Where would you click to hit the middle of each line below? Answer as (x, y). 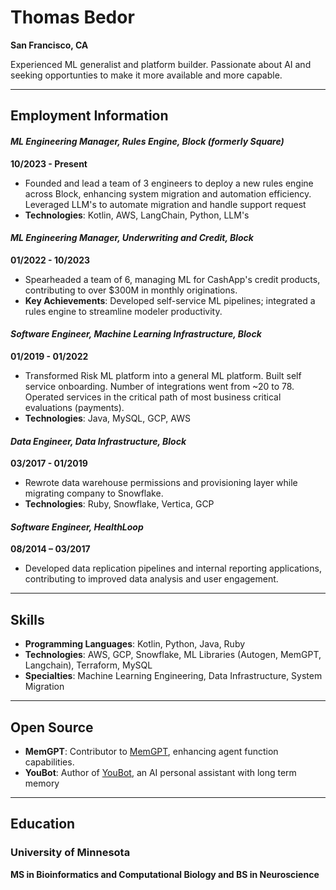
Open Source (52, 727)
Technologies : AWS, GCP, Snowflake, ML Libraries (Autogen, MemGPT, (173, 655)
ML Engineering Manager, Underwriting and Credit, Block (132, 238)
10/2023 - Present (49, 163)
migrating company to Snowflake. (94, 493)
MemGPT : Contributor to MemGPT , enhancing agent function (151, 751)
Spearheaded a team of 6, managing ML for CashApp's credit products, (172, 279)
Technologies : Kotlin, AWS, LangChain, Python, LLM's (137, 215)
